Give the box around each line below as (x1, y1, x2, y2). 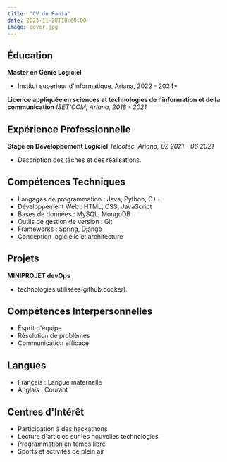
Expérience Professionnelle (7, 123, 132, 135)
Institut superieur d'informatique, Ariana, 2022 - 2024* (17, 82, 178, 90)
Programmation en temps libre (17, 439, 106, 448)
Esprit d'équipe (17, 324, 62, 332)
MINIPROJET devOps (7, 271, 70, 280)
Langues (7, 359, 47, 371)
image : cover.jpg (7, 23, 59, 30)
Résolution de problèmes (17, 332, 90, 340)
